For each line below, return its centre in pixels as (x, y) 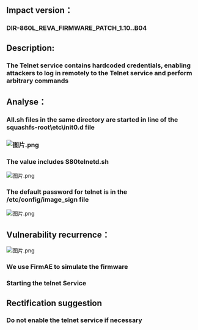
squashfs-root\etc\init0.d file (50, 127)
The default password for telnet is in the (67, 192)
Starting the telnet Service (46, 284)
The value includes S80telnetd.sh (57, 161)
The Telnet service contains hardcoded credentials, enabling (99, 65)
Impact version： (40, 10)
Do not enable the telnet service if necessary (74, 320)
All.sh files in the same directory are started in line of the (92, 119)
